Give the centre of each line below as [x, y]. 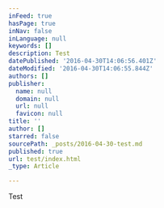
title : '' [25, 121]
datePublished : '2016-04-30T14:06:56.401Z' [83, 62]
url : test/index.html [45, 159]
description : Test [39, 53]
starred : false [34, 136]
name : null [34, 91]
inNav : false [30, 31]
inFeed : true [30, 16]
